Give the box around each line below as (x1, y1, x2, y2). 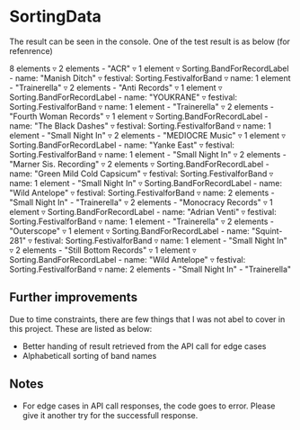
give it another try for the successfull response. (22, 409, 199, 420)
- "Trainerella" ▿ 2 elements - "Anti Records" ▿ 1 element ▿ (9, 82, 223, 93)
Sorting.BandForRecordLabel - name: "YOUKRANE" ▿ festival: (9, 92, 238, 103)
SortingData (9, 6, 101, 27)
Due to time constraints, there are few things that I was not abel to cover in (9, 313, 286, 325)
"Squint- (251, 225, 283, 236)
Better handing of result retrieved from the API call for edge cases (22, 340, 267, 352)
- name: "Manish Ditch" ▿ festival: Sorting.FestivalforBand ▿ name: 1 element (9, 72, 291, 83)
